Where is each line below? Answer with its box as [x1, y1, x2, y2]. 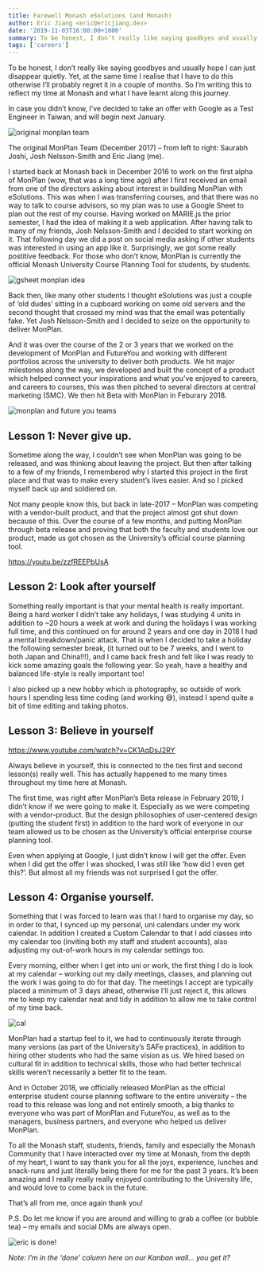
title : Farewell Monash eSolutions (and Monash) [8, 11, 172, 20]
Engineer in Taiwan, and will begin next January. [8, 112, 167, 122]
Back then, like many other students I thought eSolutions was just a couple [8, 291, 253, 301]
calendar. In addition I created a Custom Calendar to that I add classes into [8, 928, 253, 938]
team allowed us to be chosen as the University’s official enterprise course [8, 826, 253, 836]
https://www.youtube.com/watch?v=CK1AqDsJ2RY [8, 745, 176, 755]
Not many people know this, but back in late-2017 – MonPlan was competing [8, 499, 259, 509]
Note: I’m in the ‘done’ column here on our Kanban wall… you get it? [8, 1253, 231, 1263]
